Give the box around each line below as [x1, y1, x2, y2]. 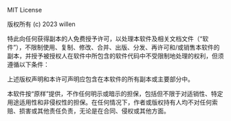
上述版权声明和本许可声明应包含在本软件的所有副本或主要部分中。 [7, 75, 194, 83]
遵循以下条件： [7, 60, 49, 68]
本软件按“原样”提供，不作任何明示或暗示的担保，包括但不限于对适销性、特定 [7, 89, 223, 98]
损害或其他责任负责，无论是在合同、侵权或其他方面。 [19, 107, 170, 115]
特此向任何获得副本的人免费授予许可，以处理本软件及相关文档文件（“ [7, 34, 203, 43]
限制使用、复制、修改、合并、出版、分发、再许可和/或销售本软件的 [30, 43, 220, 51]
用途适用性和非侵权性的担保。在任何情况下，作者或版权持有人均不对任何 [7, 98, 212, 106]
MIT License [7, 6, 43, 14]
